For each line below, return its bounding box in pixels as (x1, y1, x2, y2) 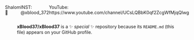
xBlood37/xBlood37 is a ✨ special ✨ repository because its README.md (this (17, 23, 174, 29)
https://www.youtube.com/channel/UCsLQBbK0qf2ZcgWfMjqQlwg (49, 9, 189, 15)
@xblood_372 (20, 9, 49, 15)
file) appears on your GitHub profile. (17, 29, 92, 35)
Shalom (5, 4, 21, 10)
